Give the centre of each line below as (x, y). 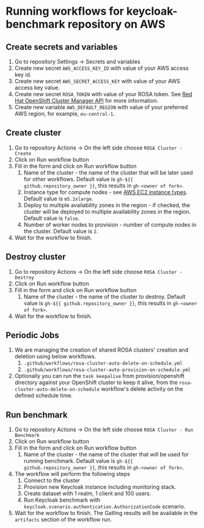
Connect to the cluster (52, 481)
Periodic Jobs (32, 335)
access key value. (37, 88)
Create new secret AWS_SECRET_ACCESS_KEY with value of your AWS (97, 81)
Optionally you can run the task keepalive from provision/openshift (99, 376)
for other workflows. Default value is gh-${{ (78, 179)
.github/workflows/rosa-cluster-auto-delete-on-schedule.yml (103, 364)
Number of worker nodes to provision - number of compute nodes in (110, 224)
